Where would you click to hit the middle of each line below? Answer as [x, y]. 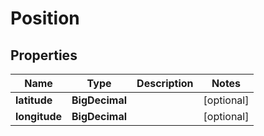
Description [165, 83]
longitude [38, 116]
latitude [34, 100]
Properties [44, 55]
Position [45, 18]
